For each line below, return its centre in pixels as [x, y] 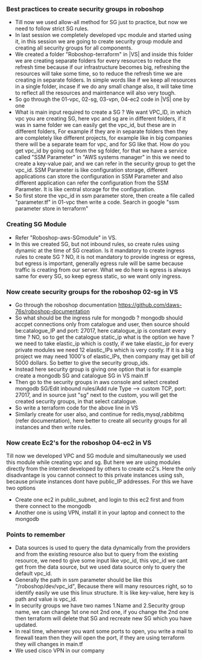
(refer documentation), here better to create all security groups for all [101, 420]
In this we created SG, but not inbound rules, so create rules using [97, 244]
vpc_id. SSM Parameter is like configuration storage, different [91, 170]
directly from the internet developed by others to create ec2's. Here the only [101, 469]
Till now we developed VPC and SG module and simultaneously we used [96, 456]
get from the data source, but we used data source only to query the [100, 567]
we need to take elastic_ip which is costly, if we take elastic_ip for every [104, 343]
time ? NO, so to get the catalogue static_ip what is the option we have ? [104, 337]
